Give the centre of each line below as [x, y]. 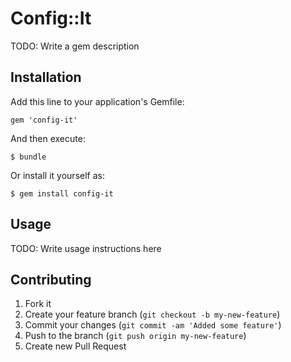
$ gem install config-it [62, 193]
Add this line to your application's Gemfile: [97, 101]
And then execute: [48, 138]
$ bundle [28, 157]
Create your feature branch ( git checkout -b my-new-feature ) [152, 314]
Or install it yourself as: [57, 175]
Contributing [51, 279]
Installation [46, 77]
